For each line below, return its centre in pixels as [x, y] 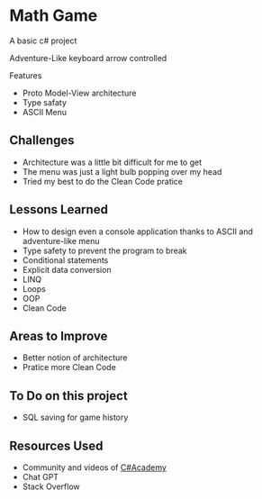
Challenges [42, 141]
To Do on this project [68, 396]
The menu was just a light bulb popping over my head [122, 171]
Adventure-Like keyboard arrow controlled [88, 58]
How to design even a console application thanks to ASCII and [138, 231]
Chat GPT [41, 477]
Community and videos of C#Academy [94, 467]
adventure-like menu [61, 240]
